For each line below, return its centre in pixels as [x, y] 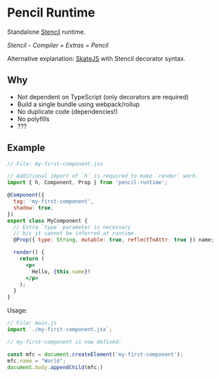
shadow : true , [33, 208]
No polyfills [33, 119]
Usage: [17, 310]
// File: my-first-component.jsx [55, 163]
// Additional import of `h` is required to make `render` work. [103, 176]
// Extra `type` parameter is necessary [72, 227]
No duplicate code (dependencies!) [68, 111]
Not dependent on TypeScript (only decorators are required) [103, 97]
